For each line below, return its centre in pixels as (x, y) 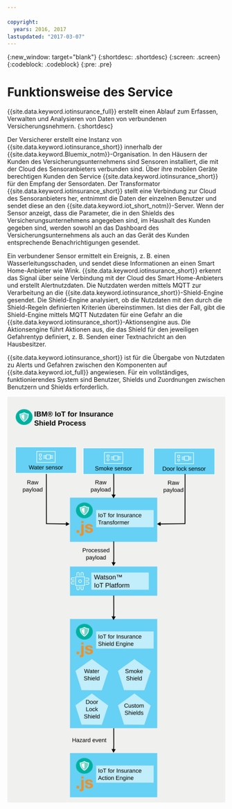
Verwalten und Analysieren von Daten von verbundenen (87, 119)
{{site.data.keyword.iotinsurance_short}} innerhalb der (85, 147)
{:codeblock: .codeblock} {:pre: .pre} (60, 64)
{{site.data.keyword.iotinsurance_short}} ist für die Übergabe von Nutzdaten (116, 358)
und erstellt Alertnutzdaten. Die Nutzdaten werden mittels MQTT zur (105, 285)
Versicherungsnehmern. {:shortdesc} (60, 126)
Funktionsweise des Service (90, 92)
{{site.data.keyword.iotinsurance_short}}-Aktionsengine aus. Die (99, 322)
